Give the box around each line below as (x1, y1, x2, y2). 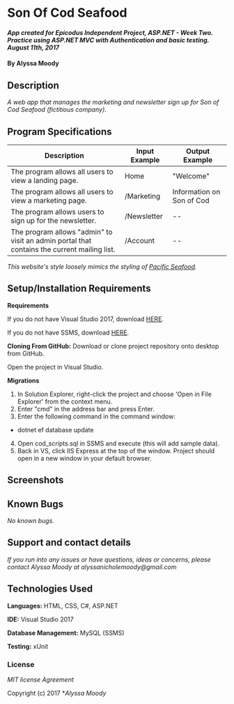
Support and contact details (7, 536, 131, 549)
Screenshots (7, 474, 64, 486)
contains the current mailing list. (10, 244, 116, 254)
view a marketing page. (10, 196, 87, 205)
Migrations (7, 376, 40, 385)
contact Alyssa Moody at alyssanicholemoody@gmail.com (7, 562, 177, 571)
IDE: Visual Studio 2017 (7, 615, 75, 623)
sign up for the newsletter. (10, 216, 97, 225)
